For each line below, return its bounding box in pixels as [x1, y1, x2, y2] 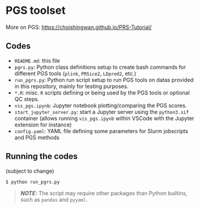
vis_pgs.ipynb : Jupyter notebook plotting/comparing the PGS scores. [14, 102, 187, 109]
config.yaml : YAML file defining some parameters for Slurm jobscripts [14, 127, 189, 134]
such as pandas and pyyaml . [20, 196, 88, 203]
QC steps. [14, 95, 40, 102]
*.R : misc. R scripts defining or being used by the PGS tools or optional [14, 89, 190, 96]
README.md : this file [14, 57, 60, 64]
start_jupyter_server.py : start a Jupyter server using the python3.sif [14, 108, 189, 115]
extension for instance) [14, 121, 72, 128]
